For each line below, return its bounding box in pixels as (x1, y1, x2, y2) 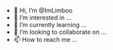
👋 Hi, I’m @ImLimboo (13, 7, 73, 14)
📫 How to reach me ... (13, 36, 77, 43)
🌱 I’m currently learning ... (13, 21, 87, 28)
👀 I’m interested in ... (13, 14, 72, 22)
